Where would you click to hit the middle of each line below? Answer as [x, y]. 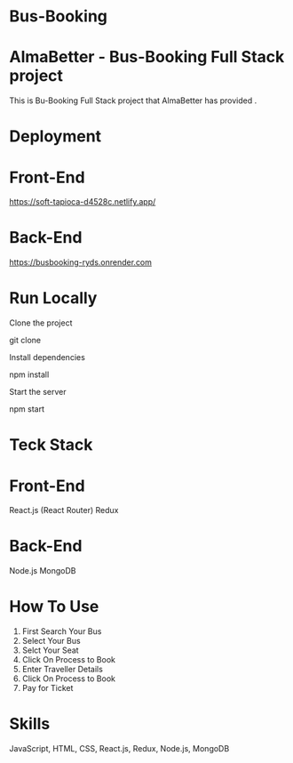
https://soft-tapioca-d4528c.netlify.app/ [83, 202]
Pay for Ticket [48, 688]
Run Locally [53, 298]
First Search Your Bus [62, 631]
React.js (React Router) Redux [64, 510]
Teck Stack [51, 445]
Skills [30, 724]
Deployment [55, 137]
